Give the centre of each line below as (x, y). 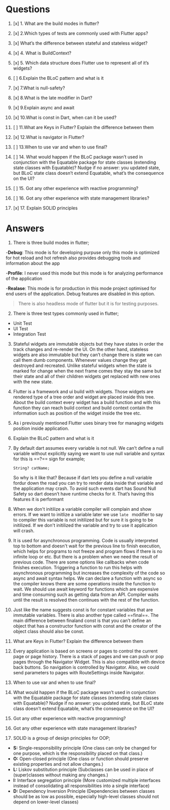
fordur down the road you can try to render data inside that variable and (88, 483)
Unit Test (23, 323)
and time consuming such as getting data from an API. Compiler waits (86, 594)
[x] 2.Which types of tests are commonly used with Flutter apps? (80, 33)
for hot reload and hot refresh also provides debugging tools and (73, 258)
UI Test (20, 328)
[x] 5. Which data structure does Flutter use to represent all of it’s (81, 63)
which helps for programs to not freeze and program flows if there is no (88, 551)
